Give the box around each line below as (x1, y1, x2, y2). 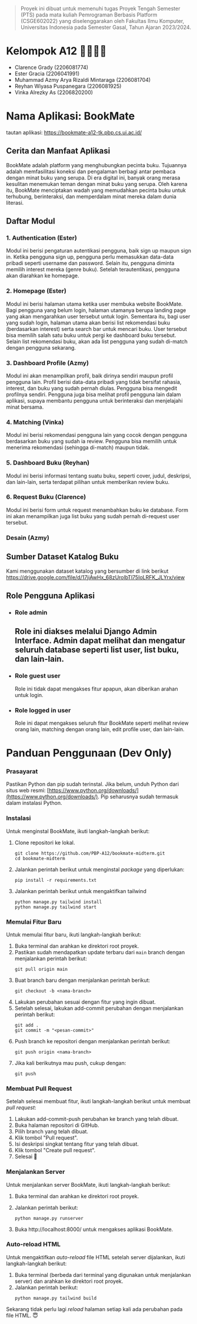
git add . (14, 1022, 39, 1028)
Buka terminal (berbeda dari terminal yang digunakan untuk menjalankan (14, 1271, 191, 1278)
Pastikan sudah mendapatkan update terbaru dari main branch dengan (14, 948, 185, 955)
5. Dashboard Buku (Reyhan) (6, 459, 90, 467)
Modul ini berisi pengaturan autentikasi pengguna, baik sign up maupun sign (6, 247, 191, 254)
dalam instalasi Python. (6, 799, 62, 807)
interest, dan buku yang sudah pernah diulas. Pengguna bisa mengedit (6, 384, 178, 391)
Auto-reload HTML (6, 1240, 61, 1249)
